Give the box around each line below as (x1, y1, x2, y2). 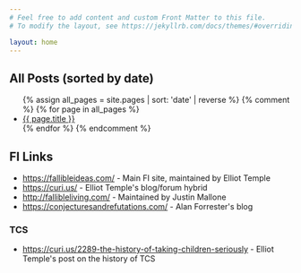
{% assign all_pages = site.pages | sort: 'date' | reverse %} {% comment (21, 95, 290, 106)
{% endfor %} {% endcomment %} (21, 123, 151, 134)
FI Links (9, 149, 54, 164)
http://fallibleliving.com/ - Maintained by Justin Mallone (21, 192, 227, 202)
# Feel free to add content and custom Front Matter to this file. (9, 13, 267, 22)
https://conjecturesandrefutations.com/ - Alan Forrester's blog (21, 201, 254, 211)
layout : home (9, 38, 58, 47)
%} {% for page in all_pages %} (21, 104, 141, 115)
